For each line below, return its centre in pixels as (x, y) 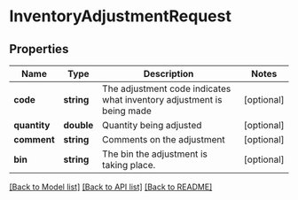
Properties (39, 49)
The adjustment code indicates (166, 88)
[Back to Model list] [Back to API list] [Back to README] (111, 187)
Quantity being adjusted (152, 125)
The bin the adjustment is (155, 154)
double (78, 125)
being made (127, 111)
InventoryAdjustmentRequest (121, 16)
